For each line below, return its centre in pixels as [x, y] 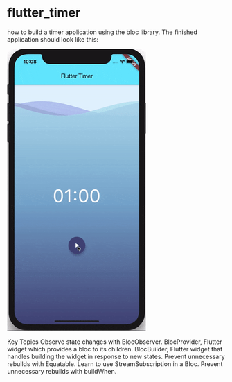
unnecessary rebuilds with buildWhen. [62, 371]
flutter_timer [44, 13]
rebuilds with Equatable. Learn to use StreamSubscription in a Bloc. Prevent [115, 364]
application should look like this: [53, 39]
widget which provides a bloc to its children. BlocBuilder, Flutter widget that [115, 349]
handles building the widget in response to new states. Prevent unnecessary [116, 356]
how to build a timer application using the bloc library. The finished [102, 32]
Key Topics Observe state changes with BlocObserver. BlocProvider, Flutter [115, 342]
